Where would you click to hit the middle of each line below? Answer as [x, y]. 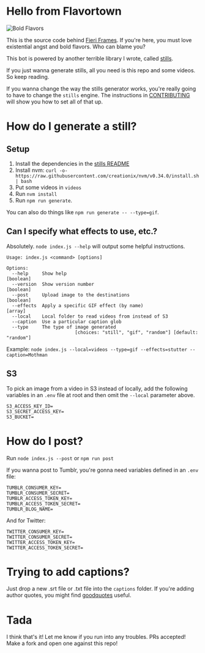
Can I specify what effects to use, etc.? [82, 232]
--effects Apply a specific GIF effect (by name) [78, 305]
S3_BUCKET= [20, 417]
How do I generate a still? [72, 126]
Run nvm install [36, 193]
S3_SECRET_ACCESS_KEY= [35, 411]
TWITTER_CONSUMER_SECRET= [39, 537]
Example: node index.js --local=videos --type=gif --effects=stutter [97, 349]
